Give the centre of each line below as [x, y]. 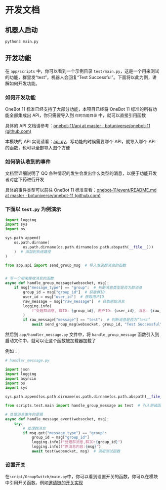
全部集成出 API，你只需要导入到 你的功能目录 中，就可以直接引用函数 [78, 115]
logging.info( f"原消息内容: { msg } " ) [66, 447]
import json [17, 369]
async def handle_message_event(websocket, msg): [57, 419]
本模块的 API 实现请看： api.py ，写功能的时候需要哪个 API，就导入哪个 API [80, 141]
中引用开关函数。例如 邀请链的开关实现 [44, 483]
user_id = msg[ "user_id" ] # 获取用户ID [63, 297]
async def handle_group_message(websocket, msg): [57, 283]
